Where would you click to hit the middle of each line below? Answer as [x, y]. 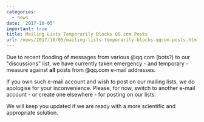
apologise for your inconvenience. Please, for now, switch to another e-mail [101, 88]
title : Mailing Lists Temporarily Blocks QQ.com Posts [77, 34]
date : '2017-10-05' [31, 23]
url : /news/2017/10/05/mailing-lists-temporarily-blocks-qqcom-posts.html [103, 40]
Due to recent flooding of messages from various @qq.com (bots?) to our [98, 57]
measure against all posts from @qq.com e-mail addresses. [81, 70]
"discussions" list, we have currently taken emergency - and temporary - [97, 63]
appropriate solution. [32, 113]
